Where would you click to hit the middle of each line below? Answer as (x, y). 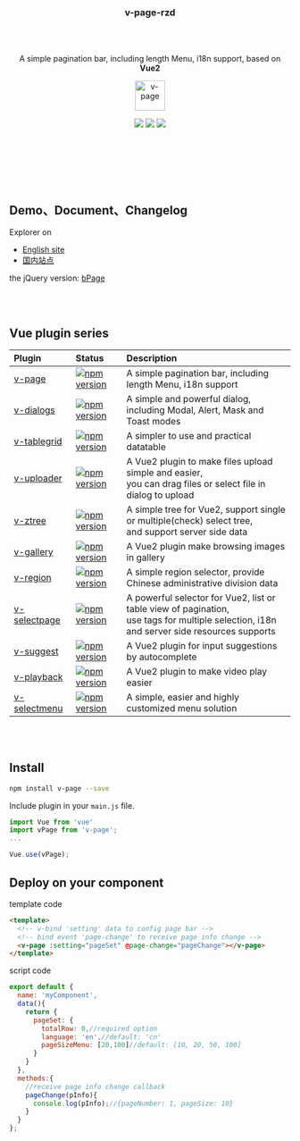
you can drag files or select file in (196, 483)
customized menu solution (182, 708)
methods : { (35, 1078)
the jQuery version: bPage (57, 278)
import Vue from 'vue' (51, 822)
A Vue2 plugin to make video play (197, 671)
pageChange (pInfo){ (62, 1095)
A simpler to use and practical (189, 435)
